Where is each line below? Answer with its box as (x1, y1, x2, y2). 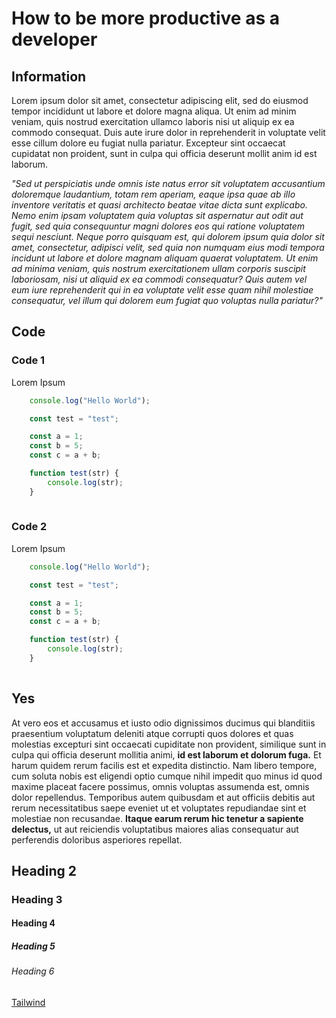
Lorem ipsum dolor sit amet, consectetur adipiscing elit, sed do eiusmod (11, 95, 309, 106)
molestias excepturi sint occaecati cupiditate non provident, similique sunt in (11, 738, 327, 750)
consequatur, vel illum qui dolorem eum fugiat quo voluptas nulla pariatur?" (11, 295, 324, 306)
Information (11, 68, 87, 85)
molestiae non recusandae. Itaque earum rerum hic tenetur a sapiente (11, 812, 304, 824)
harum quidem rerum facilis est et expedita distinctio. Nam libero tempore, (11, 759, 318, 771)
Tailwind (11, 997, 46, 1009)
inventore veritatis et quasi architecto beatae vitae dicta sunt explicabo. (11, 199, 308, 211)
